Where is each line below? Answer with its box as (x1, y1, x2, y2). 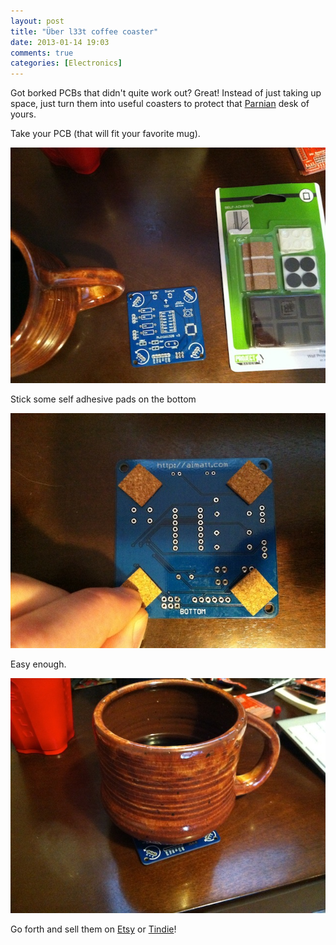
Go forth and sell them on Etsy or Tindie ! (10, 923, 177, 935)
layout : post (10, 16, 65, 26)
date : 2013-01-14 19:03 (10, 37, 110, 47)
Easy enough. (10, 658, 67, 670)
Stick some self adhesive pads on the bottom (10, 393, 197, 405)
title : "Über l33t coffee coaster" (10, 26, 159, 37)
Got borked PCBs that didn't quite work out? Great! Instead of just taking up (10, 87, 322, 99)
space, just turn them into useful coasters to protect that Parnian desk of (10, 98, 310, 110)
